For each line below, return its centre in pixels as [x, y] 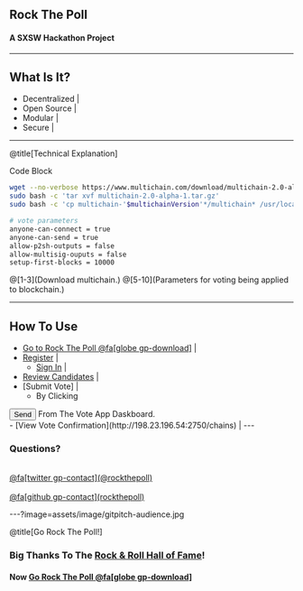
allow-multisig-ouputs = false [68, 254]
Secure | [38, 128]
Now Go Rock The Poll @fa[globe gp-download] [101, 577]
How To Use [44, 326]
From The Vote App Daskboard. [97, 414]
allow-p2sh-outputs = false [62, 246]
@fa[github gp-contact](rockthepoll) [77, 497]
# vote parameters [44, 221]
